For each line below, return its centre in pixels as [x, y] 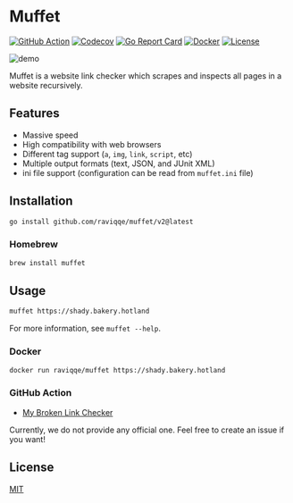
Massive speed [50, 135]
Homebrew [33, 245]
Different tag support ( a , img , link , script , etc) [107, 154]
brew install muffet [48, 263]
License [32, 468]
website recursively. [46, 85]
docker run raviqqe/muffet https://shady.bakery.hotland [117, 370]
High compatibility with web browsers [92, 144]
